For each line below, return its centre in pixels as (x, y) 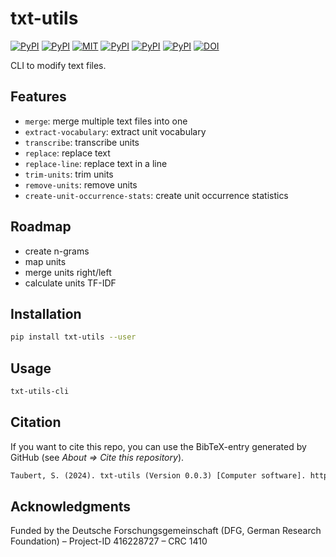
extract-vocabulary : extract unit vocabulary (115, 131)
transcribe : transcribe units (82, 142)
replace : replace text (67, 153)
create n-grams (57, 251)
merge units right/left (68, 272)
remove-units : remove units (81, 184)
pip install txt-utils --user (73, 337)
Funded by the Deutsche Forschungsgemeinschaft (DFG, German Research (166, 531)
